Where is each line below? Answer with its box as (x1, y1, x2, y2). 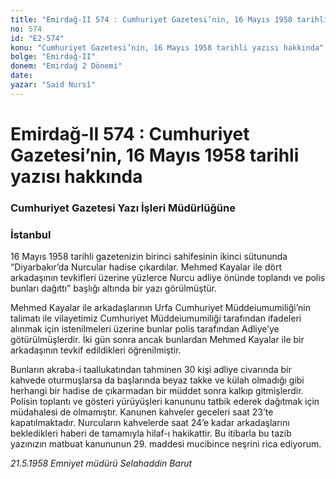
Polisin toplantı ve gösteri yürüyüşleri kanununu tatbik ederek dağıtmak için (10, 396, 320, 408)
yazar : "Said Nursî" (10, 80, 97, 90)
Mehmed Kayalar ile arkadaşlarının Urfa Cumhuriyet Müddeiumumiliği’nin (10, 302, 311, 314)
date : (10, 71, 33, 81)
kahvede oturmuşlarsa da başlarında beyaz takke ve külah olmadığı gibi (10, 374, 305, 386)
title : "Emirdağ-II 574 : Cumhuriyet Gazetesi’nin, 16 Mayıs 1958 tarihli (10, 14, 329, 25)
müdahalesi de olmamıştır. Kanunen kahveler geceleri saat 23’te (10, 406, 274, 418)
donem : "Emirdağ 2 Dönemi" (10, 61, 123, 71)
